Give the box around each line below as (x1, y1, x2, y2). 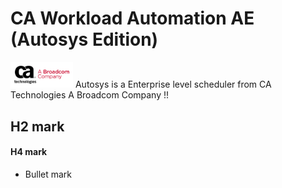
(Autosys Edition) (10, 28, 159, 51)
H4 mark (10, 146, 48, 158)
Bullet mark (24, 168, 72, 180)
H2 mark (10, 118, 65, 135)
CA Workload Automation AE (10, 7, 255, 30)
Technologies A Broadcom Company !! (10, 89, 170, 101)
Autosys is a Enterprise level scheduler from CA (74, 78, 272, 91)
